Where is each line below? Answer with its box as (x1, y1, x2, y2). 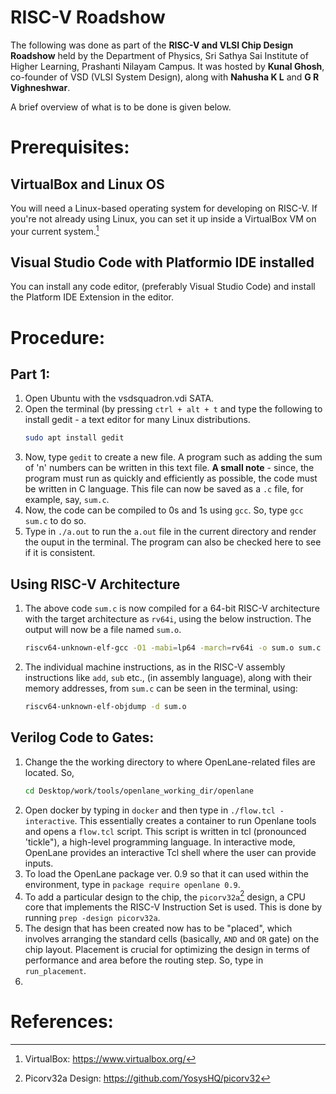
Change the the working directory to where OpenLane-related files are (24, 756, 316, 768)
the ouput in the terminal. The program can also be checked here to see (24, 536, 322, 548)
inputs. (24, 857, 54, 869)
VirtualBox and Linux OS (10, 176, 165, 193)
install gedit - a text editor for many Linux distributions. (24, 414, 251, 426)
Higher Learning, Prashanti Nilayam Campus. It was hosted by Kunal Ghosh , (10, 60, 325, 72)
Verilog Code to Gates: (10, 729, 155, 746)
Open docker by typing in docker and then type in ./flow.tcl (24, 804, 276, 816)
